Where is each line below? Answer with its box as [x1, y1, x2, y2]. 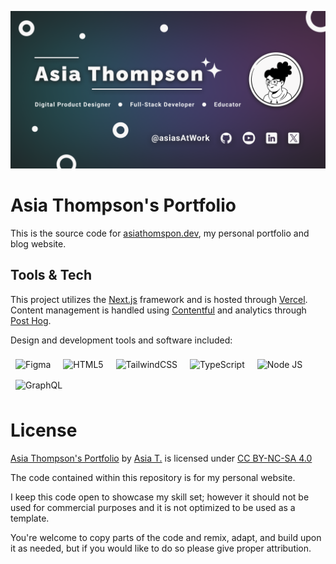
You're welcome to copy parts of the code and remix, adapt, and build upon [10, 531, 322, 543]
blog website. [10, 237, 67, 250]
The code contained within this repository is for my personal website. [10, 471, 296, 483]
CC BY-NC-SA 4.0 [237, 452, 313, 464]
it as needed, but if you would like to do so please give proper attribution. [10, 542, 312, 554]
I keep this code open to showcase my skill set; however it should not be [10, 491, 310, 503]
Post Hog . [10, 314, 52, 326]
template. [10, 512, 50, 524]
